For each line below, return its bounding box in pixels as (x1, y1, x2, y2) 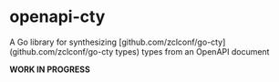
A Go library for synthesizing (9, 36, 117, 47)
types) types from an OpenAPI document (115, 46, 270, 56)
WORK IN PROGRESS (9, 64, 91, 75)
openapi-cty (9, 6, 106, 27)
